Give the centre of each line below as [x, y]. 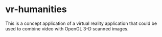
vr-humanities [36, 9]
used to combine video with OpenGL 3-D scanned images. [67, 28]
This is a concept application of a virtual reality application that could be [81, 23]
